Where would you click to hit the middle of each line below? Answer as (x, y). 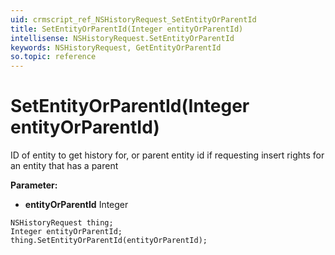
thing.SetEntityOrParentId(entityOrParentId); (109, 241)
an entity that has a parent (64, 166)
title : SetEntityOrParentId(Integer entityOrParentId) (127, 29)
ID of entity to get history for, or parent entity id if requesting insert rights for (167, 155)
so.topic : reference (53, 57)
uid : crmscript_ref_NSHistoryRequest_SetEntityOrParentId (133, 19)
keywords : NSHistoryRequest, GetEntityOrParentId (116, 47)
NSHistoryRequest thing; (62, 223)
